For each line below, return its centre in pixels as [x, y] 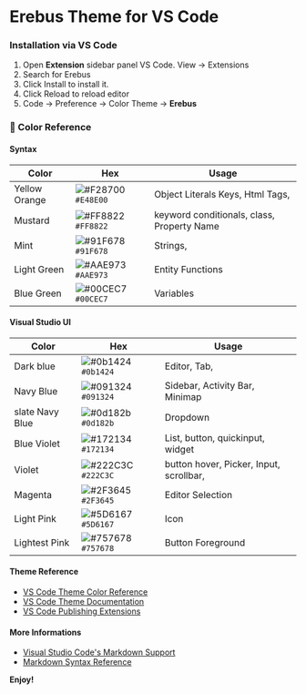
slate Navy [36, 412]
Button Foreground [205, 542]
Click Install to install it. [66, 85]
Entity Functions [189, 269]
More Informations [46, 632]
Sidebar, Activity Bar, [209, 385]
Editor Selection [199, 495]
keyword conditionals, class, [214, 214]
